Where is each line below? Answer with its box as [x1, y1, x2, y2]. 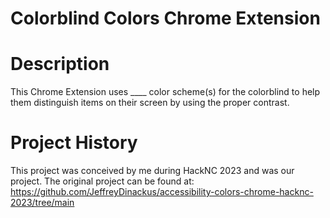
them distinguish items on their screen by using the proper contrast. [10, 97, 290, 109]
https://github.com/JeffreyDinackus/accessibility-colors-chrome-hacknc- [10, 186, 314, 198]
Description [10, 53, 110, 76]
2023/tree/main [10, 197, 75, 209]
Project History [10, 132, 138, 154]
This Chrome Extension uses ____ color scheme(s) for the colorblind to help [10, 86, 321, 98]
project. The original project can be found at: [10, 175, 195, 187]
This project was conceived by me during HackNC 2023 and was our [10, 165, 295, 177]
